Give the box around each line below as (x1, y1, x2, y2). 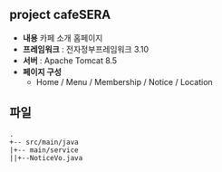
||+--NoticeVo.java (9, 153, 83, 162)
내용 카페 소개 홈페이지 (22, 32, 103, 43)
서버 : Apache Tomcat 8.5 (22, 54, 118, 66)
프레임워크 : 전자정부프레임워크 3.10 (22, 43, 150, 54)
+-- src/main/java (9, 138, 79, 147)
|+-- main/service (9, 145, 79, 155)
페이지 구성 (22, 66, 62, 77)
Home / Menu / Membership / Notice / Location (35, 76, 213, 87)
